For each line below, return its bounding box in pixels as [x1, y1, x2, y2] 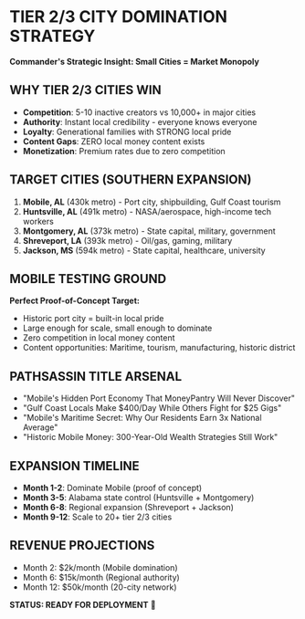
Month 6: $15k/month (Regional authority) [22, 572, 180, 582]
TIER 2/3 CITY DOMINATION [9, 6, 228, 27]
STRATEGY [9, 26, 96, 47]
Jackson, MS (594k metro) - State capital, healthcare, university [22, 245, 267, 256]
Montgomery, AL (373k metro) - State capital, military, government [22, 226, 276, 236]
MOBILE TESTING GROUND [9, 271, 167, 287]
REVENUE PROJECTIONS [9, 538, 155, 553]
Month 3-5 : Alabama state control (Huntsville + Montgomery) [22, 492, 255, 503]
